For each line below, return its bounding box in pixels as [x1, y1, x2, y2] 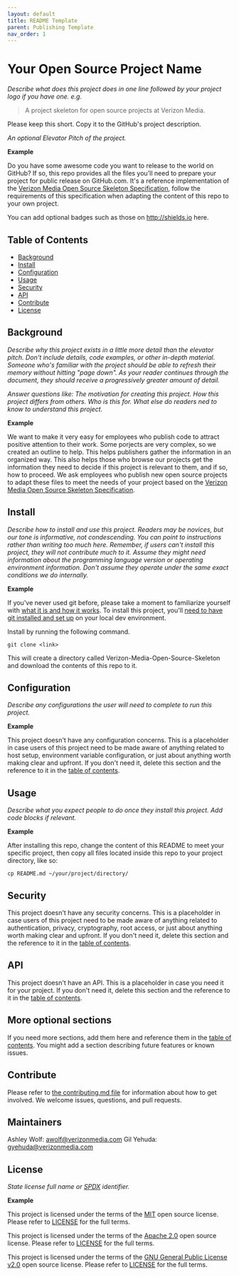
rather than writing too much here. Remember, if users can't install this [7, 540, 215, 549]
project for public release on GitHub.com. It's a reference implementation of [7, 176, 230, 186]
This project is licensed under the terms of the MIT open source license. [7, 1210, 219, 1219]
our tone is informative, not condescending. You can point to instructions [7, 532, 222, 541]
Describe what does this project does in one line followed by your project [7, 85, 222, 93]
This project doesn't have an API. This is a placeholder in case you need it [7, 978, 224, 987]
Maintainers [7, 1116, 63, 1128]
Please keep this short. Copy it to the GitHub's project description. [7, 120, 201, 128]
